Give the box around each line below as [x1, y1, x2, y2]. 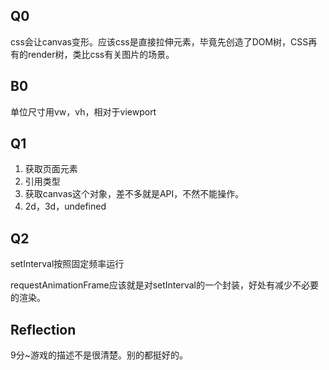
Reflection [10, 321, 77, 338]
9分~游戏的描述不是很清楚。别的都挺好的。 [10, 349, 188, 361]
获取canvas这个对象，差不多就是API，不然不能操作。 [24, 188, 245, 200]
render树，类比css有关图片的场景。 [27, 48, 175, 60]
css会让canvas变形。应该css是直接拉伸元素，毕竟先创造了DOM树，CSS [10, 35, 309, 48]
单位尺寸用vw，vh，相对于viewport [10, 105, 157, 118]
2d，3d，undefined [24, 200, 107, 213]
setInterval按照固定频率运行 [10, 258, 125, 270]
